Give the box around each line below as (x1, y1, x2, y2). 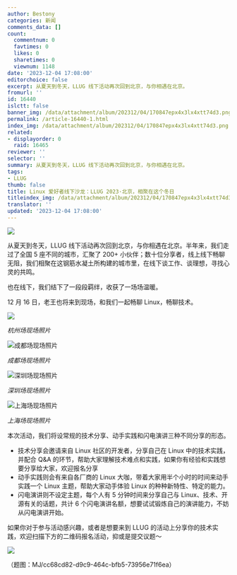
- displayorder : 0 (7, 135, 61, 142)
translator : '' (7, 201, 52, 209)
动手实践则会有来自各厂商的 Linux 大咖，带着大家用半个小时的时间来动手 (17, 472, 229, 481)
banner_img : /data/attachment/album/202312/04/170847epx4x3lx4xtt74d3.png (7, 109, 232, 116)
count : (7, 30, 27, 37)
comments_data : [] (7, 23, 61, 30)
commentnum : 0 (13, 37, 55, 44)
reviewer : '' (7, 149, 46, 156)
